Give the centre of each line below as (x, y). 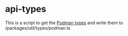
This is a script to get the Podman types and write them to (64, 23)
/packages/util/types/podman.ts (38, 28)
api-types (26, 9)
